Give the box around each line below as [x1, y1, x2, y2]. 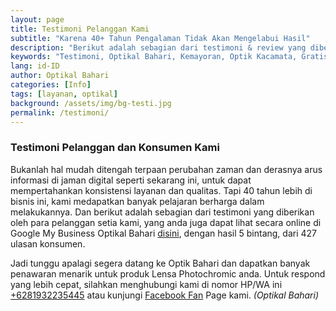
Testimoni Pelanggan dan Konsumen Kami [10, 141, 220, 155]
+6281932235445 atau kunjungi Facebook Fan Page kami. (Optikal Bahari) [10, 289, 320, 301]
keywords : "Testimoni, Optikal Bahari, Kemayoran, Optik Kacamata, [10, 52, 298, 62]
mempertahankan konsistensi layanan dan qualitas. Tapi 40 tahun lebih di [10, 184, 313, 196]
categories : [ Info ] [10, 80, 92, 90]
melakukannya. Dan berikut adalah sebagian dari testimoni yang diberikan [10, 206, 315, 218]
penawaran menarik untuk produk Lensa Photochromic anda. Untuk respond [10, 267, 326, 280]
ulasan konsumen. [10, 237, 86, 250]
